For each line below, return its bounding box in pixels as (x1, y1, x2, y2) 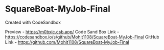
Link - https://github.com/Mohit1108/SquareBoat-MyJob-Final (5, 39, 130, 45)
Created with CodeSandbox (5, 19, 61, 25)
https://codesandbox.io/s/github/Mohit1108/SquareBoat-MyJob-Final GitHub (5, 34, 160, 40)
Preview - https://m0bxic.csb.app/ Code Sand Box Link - (5, 29, 119, 34)
